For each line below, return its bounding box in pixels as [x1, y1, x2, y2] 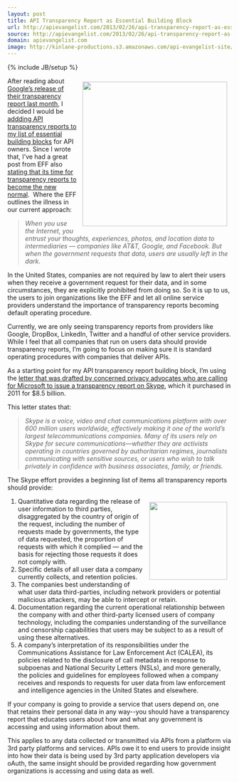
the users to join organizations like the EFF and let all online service [7, 293, 205, 302]
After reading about [7, 77, 65, 85]
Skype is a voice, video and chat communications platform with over [24, 417, 227, 425]
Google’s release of [7, 85, 64, 93]
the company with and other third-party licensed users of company [17, 611, 216, 619]
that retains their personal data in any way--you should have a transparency [7, 707, 230, 716]
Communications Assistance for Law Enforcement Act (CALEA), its [17, 648, 213, 657]
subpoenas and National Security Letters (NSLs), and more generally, [17, 663, 222, 672]
